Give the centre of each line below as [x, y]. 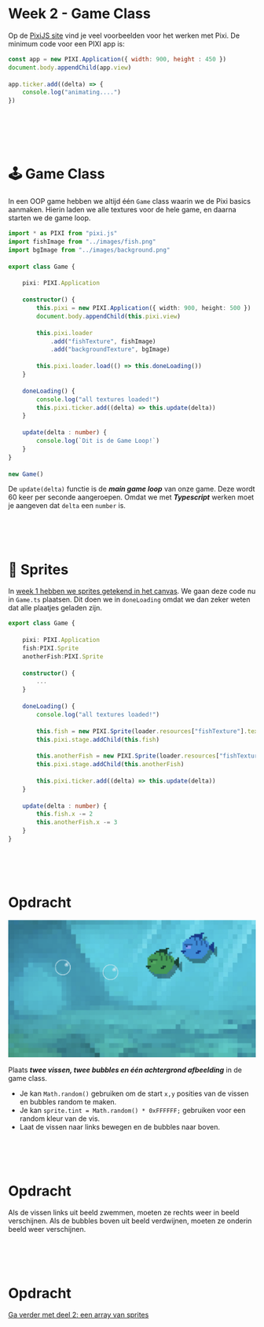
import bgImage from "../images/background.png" [89, 250]
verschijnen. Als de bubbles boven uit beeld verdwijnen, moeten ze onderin [130, 1221]
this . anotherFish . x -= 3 [77, 823]
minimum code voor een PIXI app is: [66, 43]
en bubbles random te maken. [68, 1102]
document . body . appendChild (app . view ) [70, 68]
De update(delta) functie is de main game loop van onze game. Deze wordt [132, 489]
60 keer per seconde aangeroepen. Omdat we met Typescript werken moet [131, 497]
